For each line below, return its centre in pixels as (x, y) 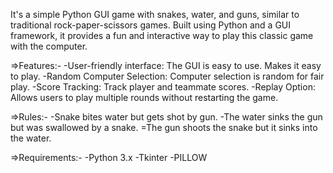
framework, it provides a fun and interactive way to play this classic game (162, 35)
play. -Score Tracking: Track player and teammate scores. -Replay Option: (163, 87)
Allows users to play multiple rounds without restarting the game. (144, 97)
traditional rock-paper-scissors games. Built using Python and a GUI (150, 25)
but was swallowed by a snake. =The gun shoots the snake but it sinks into (164, 127)
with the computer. (49, 46)
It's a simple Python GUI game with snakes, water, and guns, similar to (155, 14)
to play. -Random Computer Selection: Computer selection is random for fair (167, 76)
